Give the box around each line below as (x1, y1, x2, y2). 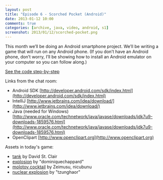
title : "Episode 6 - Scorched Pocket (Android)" (5, 12, 107, 17)
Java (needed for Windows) (12, 108, 69, 114)
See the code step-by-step (5, 69, 60, 74)
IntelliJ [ (12, 98, 28, 103)
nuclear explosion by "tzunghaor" (12, 169, 81, 175)
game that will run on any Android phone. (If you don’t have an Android (5, 49, 149, 54)
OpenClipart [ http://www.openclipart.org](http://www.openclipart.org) (12, 134, 154, 140)
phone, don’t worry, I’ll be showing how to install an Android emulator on (5, 54, 152, 59)
